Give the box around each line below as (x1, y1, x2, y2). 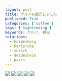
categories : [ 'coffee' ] (5, 21, 54, 26)
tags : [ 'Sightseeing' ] (5, 26, 52, 30)
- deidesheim (9, 53, 36, 58)
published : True (5, 16, 38, 21)
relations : (5, 35, 28, 40)
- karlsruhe (9, 44, 34, 49)
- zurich (9, 48, 28, 53)
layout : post (5, 7, 32, 12)
